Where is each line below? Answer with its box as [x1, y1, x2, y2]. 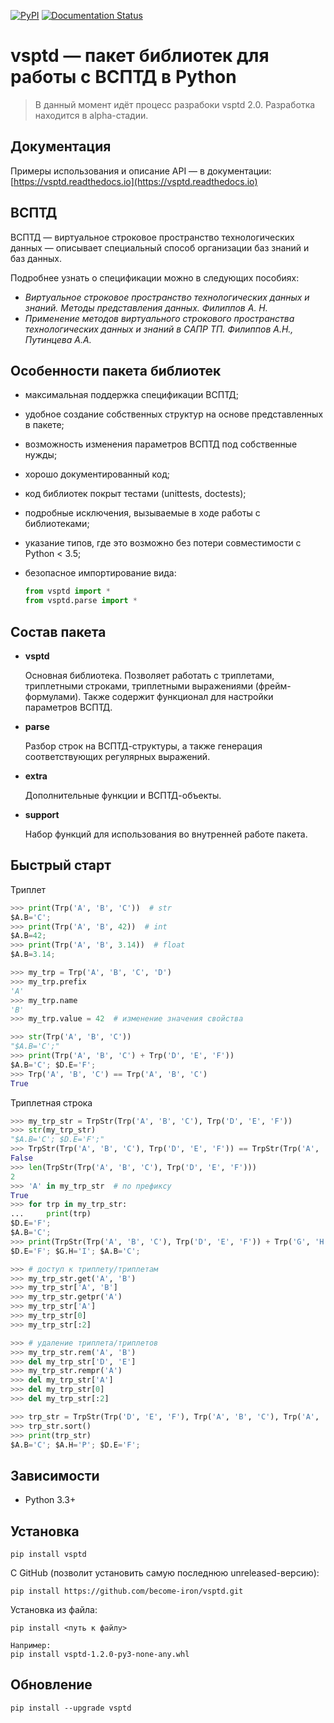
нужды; [24, 449, 58, 461]
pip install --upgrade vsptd [10, 1703, 132, 1713]
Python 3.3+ [24, 1494, 77, 1506]
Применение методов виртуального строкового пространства [24, 312, 295, 324]
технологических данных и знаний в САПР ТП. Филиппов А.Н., [24, 323, 294, 335]
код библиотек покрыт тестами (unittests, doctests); [24, 488, 247, 500]
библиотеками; [24, 518, 90, 530]
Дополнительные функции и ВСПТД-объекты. [24, 789, 222, 801]
